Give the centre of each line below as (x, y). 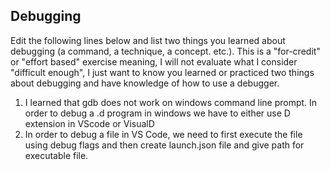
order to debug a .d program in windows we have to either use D (157, 113)
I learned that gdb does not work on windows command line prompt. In (171, 102)
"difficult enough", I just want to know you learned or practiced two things (162, 72)
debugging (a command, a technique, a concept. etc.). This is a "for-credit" (165, 51)
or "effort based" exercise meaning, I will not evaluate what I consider (154, 61)
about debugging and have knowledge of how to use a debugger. (145, 83)
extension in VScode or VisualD (89, 123)
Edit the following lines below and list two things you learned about (148, 40)
